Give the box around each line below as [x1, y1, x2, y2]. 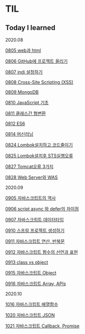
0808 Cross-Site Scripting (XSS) [5, 79, 74, 85]
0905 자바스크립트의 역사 [5, 195, 56, 201]
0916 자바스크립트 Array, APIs [5, 281, 66, 287]
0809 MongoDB [5, 89, 39, 95]
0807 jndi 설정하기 [5, 69, 43, 75]
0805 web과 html [5, 47, 41, 53]
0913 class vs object [5, 259, 48, 265]
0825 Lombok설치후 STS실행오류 [5, 153, 73, 158]
